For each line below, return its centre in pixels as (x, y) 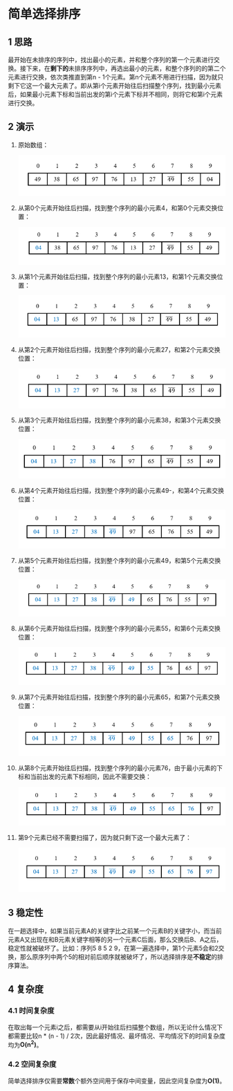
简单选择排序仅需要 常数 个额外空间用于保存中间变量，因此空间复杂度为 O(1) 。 (117, 1081)
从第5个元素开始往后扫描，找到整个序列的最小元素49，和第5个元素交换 (119, 560)
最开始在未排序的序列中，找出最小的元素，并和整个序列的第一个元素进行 (111, 60)
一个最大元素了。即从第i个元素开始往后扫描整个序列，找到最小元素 (127, 86)
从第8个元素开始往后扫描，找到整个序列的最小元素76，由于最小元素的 (117, 767)
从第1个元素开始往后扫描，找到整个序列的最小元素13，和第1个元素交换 (117, 277)
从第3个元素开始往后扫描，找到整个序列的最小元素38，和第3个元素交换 (119, 420)
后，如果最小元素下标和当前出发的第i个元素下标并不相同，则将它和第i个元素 (115, 94)
